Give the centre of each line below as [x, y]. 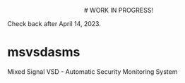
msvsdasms [44, 52]
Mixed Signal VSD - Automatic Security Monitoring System [92, 71]
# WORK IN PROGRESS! [119, 10]
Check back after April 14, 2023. [54, 24]
